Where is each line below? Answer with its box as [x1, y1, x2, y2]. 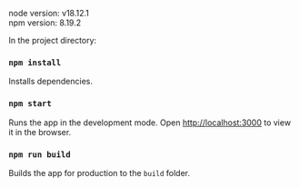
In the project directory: [8, 35, 97, 45]
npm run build [8, 149, 71, 160]
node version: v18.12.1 [8, 8, 90, 18]
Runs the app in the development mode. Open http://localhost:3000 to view [8, 117, 292, 128]
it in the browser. [8, 126, 72, 137]
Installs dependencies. [8, 76, 93, 87]
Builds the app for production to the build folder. [8, 167, 191, 178]
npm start [8, 99, 52, 109]
